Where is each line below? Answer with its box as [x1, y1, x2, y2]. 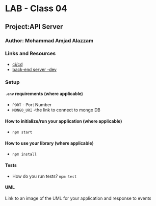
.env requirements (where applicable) [5, 91, 83, 97]
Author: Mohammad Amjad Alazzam [5, 37, 94, 44]
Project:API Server [5, 23, 63, 31]
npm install [12, 152, 37, 157]
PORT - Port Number [12, 101, 52, 108]
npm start [12, 130, 33, 135]
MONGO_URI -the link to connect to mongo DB [12, 107, 101, 113]
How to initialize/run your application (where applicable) [5, 118, 122, 124]
